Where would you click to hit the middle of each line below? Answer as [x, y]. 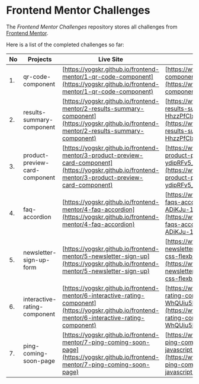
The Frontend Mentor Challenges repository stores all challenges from [92, 27]
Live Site [111, 59]
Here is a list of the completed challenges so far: [65, 45]
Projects [40, 59]
